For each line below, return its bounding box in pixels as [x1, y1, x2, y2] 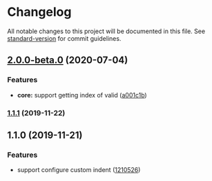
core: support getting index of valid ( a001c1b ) [17, 90, 147, 99]
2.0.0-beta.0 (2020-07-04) [7, 55, 128, 66]
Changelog [7, 4, 72, 20]
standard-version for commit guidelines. [7, 34, 122, 42]
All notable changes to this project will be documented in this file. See [7, 27, 206, 35]
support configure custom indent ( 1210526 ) [17, 166, 141, 174]
